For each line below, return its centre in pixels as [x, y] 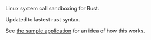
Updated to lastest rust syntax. [43, 19]
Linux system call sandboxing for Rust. [52, 8]
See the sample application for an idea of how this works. [75, 31]
